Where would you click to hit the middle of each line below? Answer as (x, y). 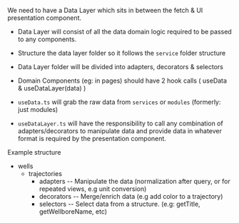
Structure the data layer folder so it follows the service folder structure (122, 53)
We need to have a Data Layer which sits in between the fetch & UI (105, 10)
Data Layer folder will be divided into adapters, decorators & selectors (120, 67)
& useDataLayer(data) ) (52, 88)
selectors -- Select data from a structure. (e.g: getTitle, (120, 204)
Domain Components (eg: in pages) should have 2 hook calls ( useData (122, 81)
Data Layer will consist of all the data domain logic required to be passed (124, 32)
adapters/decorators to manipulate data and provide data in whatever (120, 131)
